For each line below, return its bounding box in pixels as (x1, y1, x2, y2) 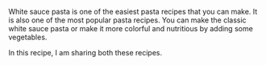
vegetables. (8, 32, 48, 42)
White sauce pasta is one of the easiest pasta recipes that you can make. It (8, 7, 258, 16)
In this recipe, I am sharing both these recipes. (8, 48, 163, 57)
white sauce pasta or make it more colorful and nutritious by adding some (8, 24, 254, 33)
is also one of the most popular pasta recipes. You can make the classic (8, 15, 247, 25)
